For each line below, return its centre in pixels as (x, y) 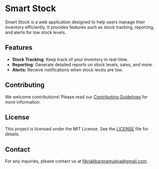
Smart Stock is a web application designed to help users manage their (75, 22)
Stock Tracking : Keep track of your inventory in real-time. (70, 59)
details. (12, 134)
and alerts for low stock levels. (36, 32)
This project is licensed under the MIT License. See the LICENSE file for (77, 129)
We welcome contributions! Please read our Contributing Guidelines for (76, 97)
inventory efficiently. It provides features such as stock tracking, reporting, (80, 27)
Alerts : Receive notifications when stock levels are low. (67, 70)
